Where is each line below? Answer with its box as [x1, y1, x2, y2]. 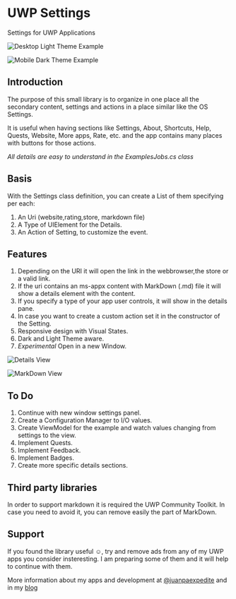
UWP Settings [7, 5, 90, 21]
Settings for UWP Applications [7, 28, 95, 37]
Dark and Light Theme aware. [17, 334, 105, 343]
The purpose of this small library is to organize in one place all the [7, 95, 199, 103]
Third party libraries [7, 482, 98, 494]
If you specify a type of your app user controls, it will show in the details [17, 297, 228, 305]
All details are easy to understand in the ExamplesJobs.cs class [7, 152, 194, 160]
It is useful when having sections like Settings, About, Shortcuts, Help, [7, 124, 212, 132]
